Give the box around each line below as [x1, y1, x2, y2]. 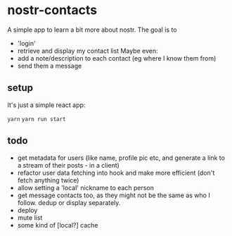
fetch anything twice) [17, 175, 79, 185]
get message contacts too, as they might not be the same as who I [17, 191, 211, 199]
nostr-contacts [7, 2, 97, 18]
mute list [17, 213, 43, 222]
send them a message [17, 61, 82, 70]
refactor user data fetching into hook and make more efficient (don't [17, 168, 215, 177]
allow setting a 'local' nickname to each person [17, 183, 155, 192]
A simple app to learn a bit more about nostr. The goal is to [7, 25, 177, 34]
